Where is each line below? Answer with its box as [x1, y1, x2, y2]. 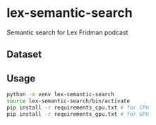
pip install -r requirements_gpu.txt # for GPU [6, 110, 150, 117]
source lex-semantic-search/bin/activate [6, 98, 131, 105]
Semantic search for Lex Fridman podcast [6, 28, 128, 37]
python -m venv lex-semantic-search [6, 91, 114, 98]
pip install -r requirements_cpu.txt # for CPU [6, 104, 150, 111]
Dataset [6, 48, 42, 60]
